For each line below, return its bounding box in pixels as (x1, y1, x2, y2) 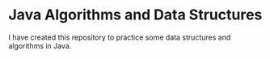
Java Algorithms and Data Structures (8, 6, 263, 24)
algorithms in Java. (8, 40, 72, 50)
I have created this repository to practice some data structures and (8, 32, 231, 42)
